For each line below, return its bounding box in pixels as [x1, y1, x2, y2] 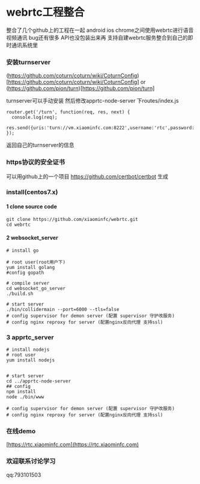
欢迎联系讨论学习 [6, 457, 56, 465]
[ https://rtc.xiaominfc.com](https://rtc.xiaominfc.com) [6, 441, 139, 448]
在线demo [6, 427, 36, 435]
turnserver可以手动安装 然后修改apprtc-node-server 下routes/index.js [6, 97, 179, 104]
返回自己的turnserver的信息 [6, 142, 74, 149]
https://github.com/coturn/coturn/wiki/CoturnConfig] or [8, 79, 146, 86]
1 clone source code [6, 203, 57, 210]
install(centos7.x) [6, 188, 58, 196]
